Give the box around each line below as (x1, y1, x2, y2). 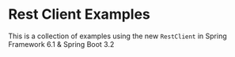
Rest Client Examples (8, 5, 150, 23)
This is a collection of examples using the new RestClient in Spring (8, 31, 227, 41)
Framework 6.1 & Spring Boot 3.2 (8, 39, 115, 48)
